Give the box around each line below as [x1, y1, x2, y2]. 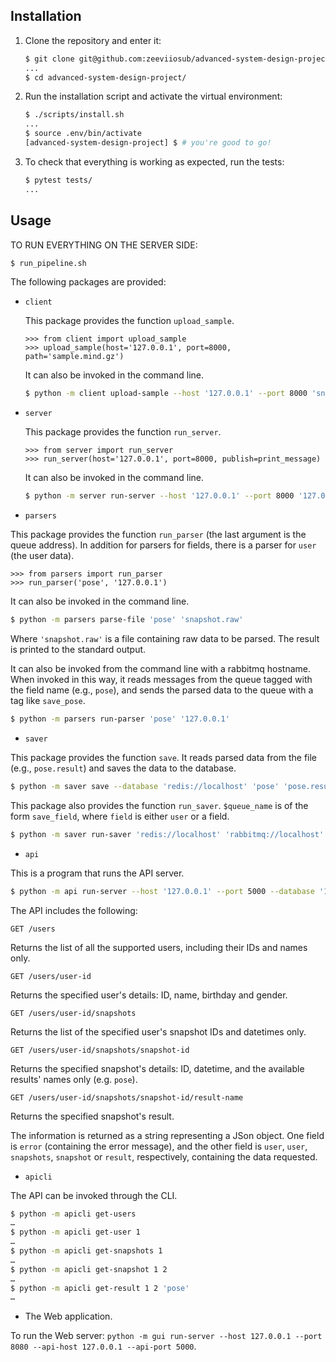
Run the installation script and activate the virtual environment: [24, 90, 283, 103]
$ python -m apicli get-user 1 [10, 1227, 141, 1238]
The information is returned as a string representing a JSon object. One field [10, 1129, 325, 1141]
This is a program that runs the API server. [10, 867, 185, 879]
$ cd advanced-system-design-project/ [24, 72, 187, 83]
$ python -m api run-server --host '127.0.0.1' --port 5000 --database [10, 886, 315, 896]
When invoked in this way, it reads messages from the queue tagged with [10, 674, 313, 685]
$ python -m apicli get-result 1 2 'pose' [10, 1283, 190, 1293]
